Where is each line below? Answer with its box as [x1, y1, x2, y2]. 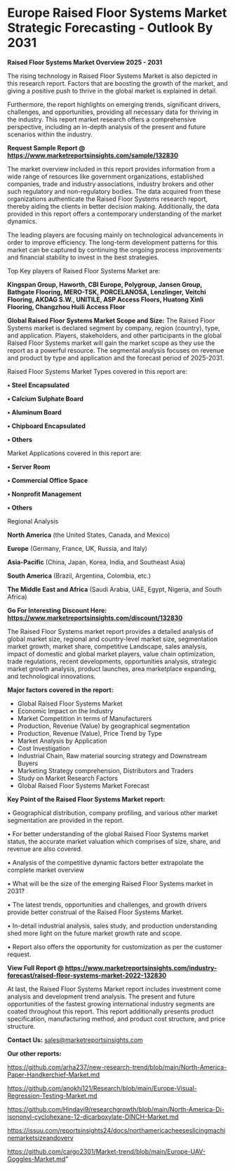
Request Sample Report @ [7, 143, 86, 152]
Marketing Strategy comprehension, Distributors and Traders [17, 766, 194, 774]
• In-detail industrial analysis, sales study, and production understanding [7, 921, 217, 930]
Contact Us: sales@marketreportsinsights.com [7, 1035, 144, 1044]
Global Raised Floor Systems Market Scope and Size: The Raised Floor [7, 316, 215, 325]
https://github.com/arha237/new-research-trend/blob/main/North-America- [7, 1062, 227, 1071]
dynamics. [7, 216, 37, 226]
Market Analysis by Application [17, 736, 107, 745]
